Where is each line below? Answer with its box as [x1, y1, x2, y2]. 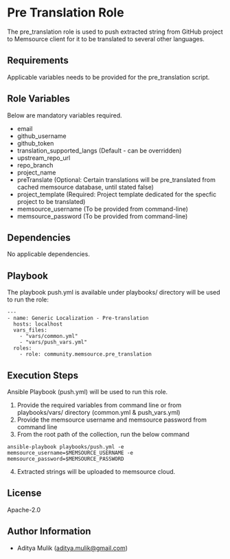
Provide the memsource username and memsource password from [16, 415, 207, 424]
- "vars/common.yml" [19, 333, 78, 340]
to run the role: [7, 295, 49, 304]
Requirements [7, 55, 69, 67]
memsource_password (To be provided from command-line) [16, 212, 188, 220]
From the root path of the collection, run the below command [16, 431, 190, 438]
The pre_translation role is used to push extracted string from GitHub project [7, 27, 223, 36]
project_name [16, 168, 56, 176]
